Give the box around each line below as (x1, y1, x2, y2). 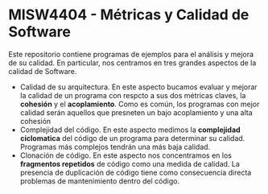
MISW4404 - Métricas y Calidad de (8, 6, 249, 24)
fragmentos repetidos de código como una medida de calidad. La (19, 159, 240, 168)
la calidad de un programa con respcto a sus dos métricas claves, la (19, 90, 246, 100)
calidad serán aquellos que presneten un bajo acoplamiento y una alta (19, 107, 253, 118)
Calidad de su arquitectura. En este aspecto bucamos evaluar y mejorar (19, 82, 258, 92)
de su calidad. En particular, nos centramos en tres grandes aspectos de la (8, 58, 257, 68)
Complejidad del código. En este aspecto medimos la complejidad (19, 125, 241, 134)
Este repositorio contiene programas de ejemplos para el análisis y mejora (8, 49, 254, 59)
